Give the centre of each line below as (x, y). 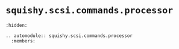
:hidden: (17, 25)
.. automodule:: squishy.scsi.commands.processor (69, 36)
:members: (23, 41)
